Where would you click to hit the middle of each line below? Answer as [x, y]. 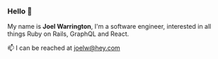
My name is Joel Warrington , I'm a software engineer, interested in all [109, 27]
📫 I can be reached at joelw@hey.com [64, 48]
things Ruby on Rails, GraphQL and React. [68, 34]
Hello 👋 [20, 11]
